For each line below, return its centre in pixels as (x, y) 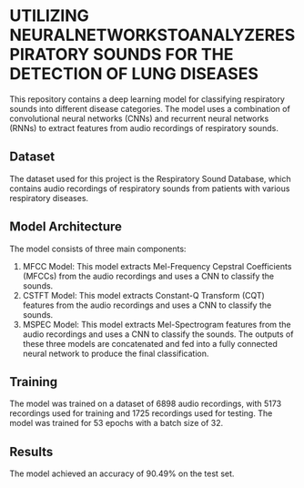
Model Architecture (66, 227)
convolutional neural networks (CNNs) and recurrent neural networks (139, 118)
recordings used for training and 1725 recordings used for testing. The (141, 413)
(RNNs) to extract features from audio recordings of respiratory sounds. (144, 127)
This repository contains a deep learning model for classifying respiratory (147, 99)
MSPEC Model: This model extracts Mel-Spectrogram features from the (157, 324)
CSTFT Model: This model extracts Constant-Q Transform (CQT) (144, 295)
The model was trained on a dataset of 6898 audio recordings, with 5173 (146, 404)
